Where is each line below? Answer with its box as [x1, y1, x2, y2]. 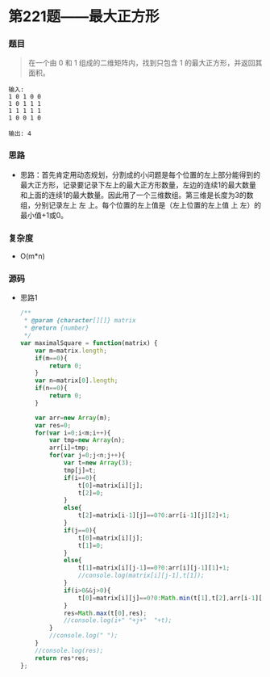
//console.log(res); [35, 646, 104, 654]
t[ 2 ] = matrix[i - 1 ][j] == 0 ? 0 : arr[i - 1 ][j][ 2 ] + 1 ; [77, 511, 231, 519]
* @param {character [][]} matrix [23, 317, 136, 325]
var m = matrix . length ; [35, 347, 107, 355]
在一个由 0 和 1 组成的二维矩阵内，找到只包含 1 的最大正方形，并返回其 [27, 58, 263, 68]
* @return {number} [23, 324, 89, 332]
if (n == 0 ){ [35, 385, 68, 393]
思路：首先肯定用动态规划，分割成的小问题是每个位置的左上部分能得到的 [19, 170, 260, 179]
